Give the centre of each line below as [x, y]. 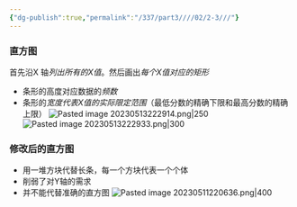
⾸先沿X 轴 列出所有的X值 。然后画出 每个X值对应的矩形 [109, 72]
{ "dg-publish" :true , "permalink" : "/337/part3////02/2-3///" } [125, 18]
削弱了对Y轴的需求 [57, 182]
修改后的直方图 [42, 148]
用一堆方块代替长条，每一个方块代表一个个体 [105, 170]
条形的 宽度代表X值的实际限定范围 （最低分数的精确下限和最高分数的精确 [155, 102]
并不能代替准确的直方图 [66, 193]
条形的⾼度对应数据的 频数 [70, 91]
